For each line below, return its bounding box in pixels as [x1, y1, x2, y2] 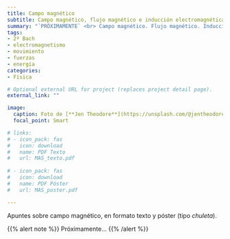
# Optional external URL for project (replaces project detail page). [7, 86, 213, 93]
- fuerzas [7, 55, 36, 61]
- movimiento [7, 48, 44, 55]
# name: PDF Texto [7, 148, 66, 156]
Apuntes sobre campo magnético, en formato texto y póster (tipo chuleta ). [7, 211, 217, 219]
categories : [7, 67, 41, 74]
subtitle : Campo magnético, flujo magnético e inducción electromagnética [7, 16, 225, 23]
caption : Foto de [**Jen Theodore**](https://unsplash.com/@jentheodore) [13, 111, 228, 118]
